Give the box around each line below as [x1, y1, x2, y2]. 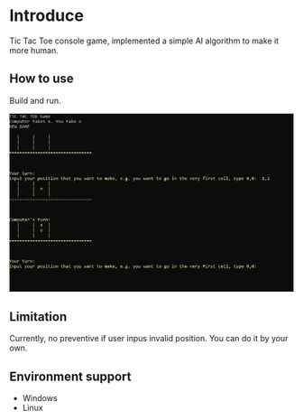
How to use [9, 71, 74, 87]
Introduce [9, 5, 84, 26]
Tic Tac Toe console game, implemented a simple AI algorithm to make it [9, 35, 280, 46]
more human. [9, 44, 59, 55]
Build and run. [9, 95, 61, 106]
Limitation [9, 309, 68, 324]
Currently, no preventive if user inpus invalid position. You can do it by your [9, 333, 289, 344]
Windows [22, 393, 58, 404]
